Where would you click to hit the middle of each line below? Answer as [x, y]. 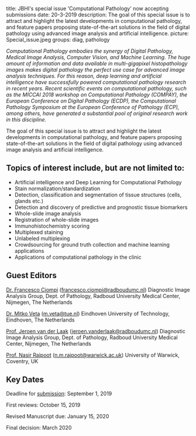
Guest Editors [32, 276]
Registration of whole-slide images [56, 219]
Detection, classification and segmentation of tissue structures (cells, [98, 195]
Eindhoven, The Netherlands [40, 320]
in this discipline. [26, 119]
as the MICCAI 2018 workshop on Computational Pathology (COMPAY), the [97, 94]
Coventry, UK [22, 361]
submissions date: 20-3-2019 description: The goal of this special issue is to [98, 15]
